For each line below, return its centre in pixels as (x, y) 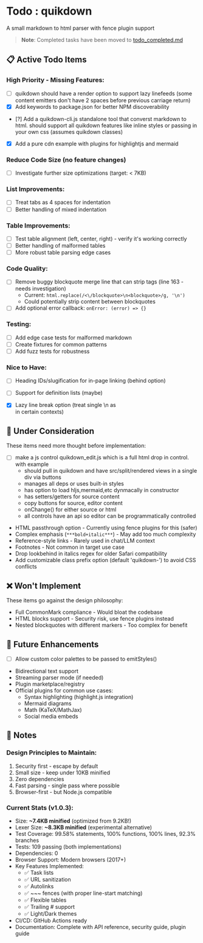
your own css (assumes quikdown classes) (69, 131)
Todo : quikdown (49, 11)
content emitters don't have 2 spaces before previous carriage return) (103, 100)
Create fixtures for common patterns (61, 344)
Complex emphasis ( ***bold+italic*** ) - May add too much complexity (105, 534)
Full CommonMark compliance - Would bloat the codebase (89, 612)
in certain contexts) (39, 412)
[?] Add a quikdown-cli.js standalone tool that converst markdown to (101, 119)
